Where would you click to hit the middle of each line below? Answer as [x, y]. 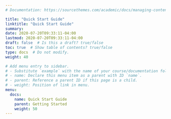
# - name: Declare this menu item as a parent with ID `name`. [74, 76]
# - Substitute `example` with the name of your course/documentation [82, 71]
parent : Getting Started [41, 104]
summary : [15, 28]
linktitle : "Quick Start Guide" [39, 24]
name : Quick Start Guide [41, 99]
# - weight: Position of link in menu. [48, 85]
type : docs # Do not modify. [37, 52]
